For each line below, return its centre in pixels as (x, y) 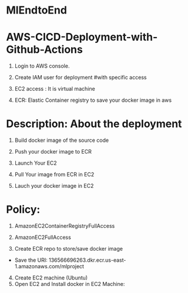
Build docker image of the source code (62, 140)
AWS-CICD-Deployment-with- (82, 37)
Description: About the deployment (94, 124)
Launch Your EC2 (36, 163)
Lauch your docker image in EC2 (54, 186)
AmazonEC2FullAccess (43, 237)
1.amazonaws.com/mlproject (49, 266)
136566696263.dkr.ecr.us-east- (88, 260)
